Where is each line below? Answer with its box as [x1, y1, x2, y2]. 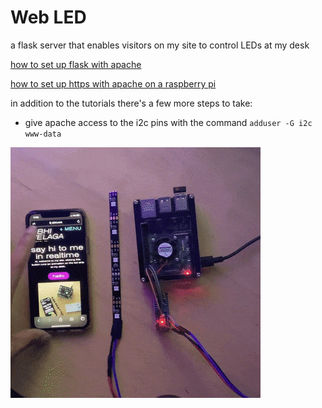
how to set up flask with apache [10, 58, 142, 70]
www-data [24, 129, 62, 139]
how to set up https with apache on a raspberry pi [10, 77, 217, 90]
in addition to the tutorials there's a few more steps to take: [10, 97, 253, 109]
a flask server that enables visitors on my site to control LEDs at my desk [10, 39, 310, 51]
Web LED [10, 6, 87, 29]
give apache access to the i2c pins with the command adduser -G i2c [24, 116, 313, 128]
